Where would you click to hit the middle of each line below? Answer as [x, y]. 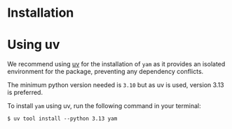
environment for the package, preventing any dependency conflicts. [105, 72]
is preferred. [25, 93]
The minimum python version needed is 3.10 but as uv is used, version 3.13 [116, 85]
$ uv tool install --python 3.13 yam [62, 119]
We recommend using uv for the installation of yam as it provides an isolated [116, 64]
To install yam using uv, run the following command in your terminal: [104, 106]
